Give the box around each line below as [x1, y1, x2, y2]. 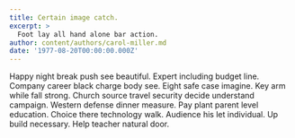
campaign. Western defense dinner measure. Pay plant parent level [9, 99, 259, 110]
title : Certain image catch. [9, 13, 119, 22]
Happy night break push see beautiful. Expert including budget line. [9, 71, 260, 82]
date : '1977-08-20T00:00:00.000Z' [9, 47, 139, 56]
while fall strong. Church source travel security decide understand [9, 91, 255, 101]
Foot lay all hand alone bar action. [17, 30, 159, 39]
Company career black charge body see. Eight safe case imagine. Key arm [9, 81, 286, 91]
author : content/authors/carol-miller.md [9, 38, 167, 47]
